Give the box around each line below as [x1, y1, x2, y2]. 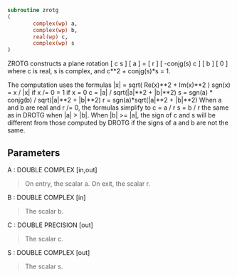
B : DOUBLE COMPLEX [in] [7, 193, 86, 202]
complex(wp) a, [33, 20, 78, 27]
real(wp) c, [33, 33, 69, 41]
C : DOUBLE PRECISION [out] [7, 221, 94, 229]
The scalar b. [24, 207, 64, 215]
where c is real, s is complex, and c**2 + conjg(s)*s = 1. [7, 67, 171, 75]
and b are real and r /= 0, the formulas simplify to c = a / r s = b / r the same [7, 103, 229, 112]
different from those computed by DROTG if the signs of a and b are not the [7, 118, 229, 127]
